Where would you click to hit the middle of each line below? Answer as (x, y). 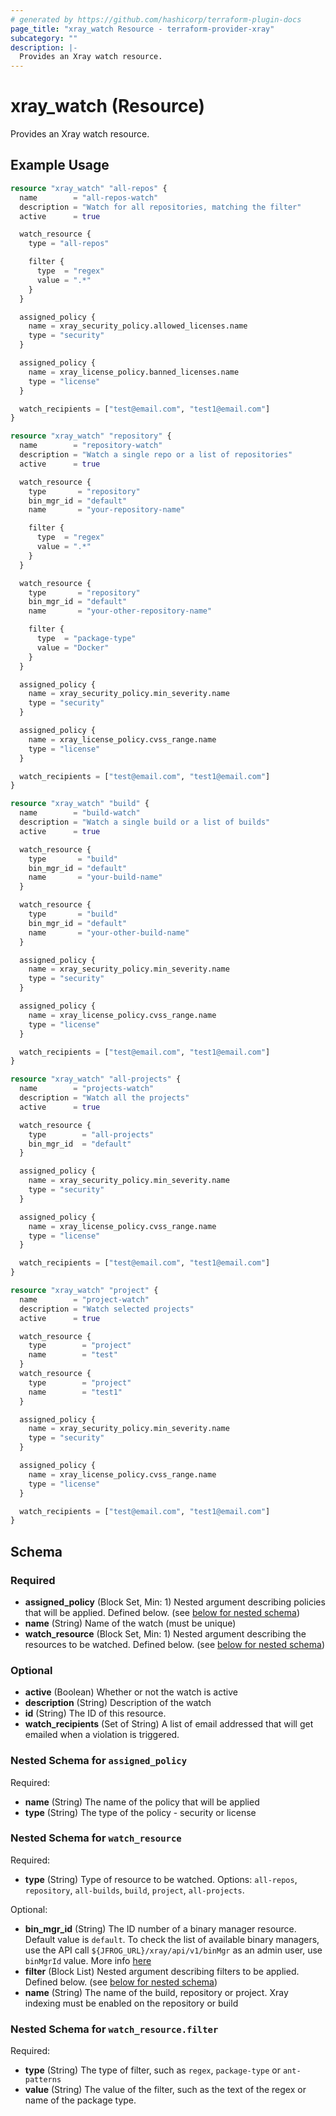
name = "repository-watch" (91, 446)
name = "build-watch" (80, 813)
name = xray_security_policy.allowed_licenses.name (138, 326)
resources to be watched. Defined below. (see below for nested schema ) (175, 1644)
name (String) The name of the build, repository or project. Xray (156, 1992)
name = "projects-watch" (87, 1089)
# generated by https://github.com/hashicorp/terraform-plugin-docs (156, 19)
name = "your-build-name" (95, 877)
